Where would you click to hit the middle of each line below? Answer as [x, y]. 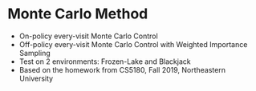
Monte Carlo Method [78, 14]
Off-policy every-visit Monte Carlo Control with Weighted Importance [133, 44]
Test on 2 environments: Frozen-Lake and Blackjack [105, 61]
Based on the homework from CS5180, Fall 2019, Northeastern [122, 69]
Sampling [35, 53]
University [36, 78]
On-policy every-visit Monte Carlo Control [88, 36]
